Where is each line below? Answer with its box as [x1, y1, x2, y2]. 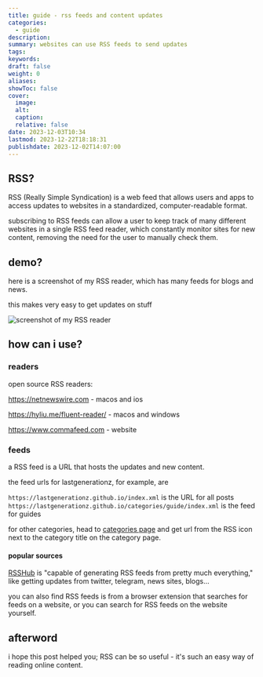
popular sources [8, 551, 63, 560]
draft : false [8, 63, 51, 71]
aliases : [8, 77, 37, 85]
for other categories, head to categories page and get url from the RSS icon [8, 524, 253, 533]
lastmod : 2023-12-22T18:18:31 [8, 135, 108, 144]
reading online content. [8, 661, 83, 669]
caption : [15, 114, 44, 122]
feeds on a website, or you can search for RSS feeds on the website [8, 600, 228, 610]
